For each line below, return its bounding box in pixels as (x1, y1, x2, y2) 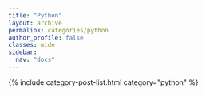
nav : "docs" (15, 56, 56, 64)
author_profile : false (8, 33, 84, 42)
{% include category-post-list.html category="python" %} (8, 77, 200, 87)
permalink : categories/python (8, 26, 109, 34)
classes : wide (8, 41, 56, 49)
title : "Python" (8, 11, 62, 20)
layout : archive (8, 19, 62, 27)
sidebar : (8, 48, 38, 56)
